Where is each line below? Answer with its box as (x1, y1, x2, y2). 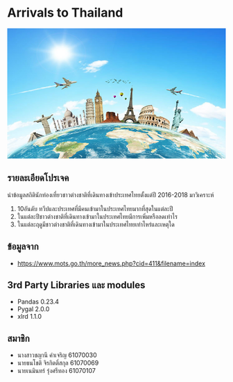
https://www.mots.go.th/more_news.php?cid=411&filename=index (17, 259, 206, 267)
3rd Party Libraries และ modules (7, 279, 146, 291)
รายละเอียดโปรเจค (7, 172, 69, 184)
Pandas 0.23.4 (17, 297, 60, 306)
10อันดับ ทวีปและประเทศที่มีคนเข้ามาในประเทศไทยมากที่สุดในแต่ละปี (17, 204, 173, 213)
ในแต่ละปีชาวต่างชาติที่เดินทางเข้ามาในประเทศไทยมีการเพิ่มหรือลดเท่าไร (17, 212, 178, 220)
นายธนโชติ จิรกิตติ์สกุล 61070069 (17, 359, 99, 367)
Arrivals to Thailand (7, 5, 123, 21)
